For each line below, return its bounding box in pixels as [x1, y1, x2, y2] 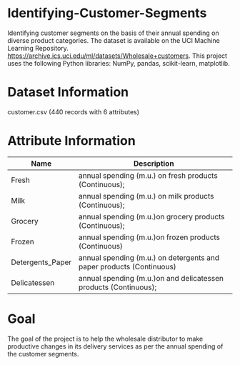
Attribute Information [7, 133, 136, 149]
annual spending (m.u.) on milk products [78, 191, 214, 201]
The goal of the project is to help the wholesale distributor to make [7, 334, 204, 343]
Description [133, 159, 174, 169]
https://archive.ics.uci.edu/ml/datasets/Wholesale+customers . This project [7, 51, 227, 60]
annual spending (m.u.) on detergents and [78, 252, 220, 262]
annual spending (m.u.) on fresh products [78, 170, 218, 180]
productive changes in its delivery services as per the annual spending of [7, 341, 224, 351]
